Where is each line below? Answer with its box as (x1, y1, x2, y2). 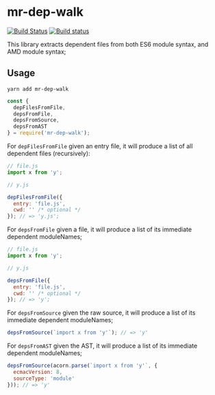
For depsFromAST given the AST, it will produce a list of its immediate (7, 341, 198, 350)
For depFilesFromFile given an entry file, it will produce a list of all (7, 142, 193, 150)
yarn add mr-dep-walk (7, 85, 69, 93)
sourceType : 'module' (13, 375, 75, 382)
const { (7, 98, 29, 104)
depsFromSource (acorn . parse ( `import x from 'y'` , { (7, 362, 157, 370)
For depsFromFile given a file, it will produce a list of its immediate (7, 225, 192, 234)
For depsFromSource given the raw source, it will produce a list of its (7, 308, 196, 317)
